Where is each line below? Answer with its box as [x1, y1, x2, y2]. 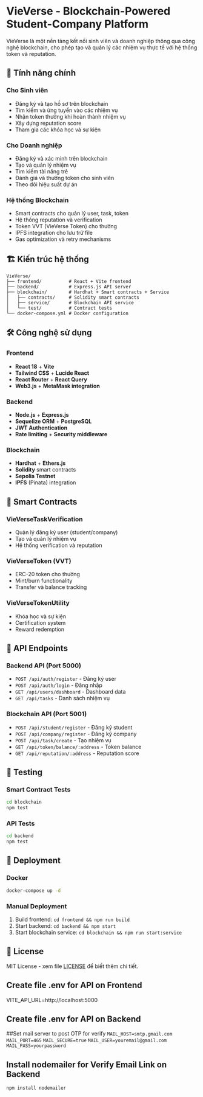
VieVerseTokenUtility [6, 599, 70, 607]
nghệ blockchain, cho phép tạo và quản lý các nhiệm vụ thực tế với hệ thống [6, 44, 198, 51]
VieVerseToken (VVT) [6, 557, 72, 565]
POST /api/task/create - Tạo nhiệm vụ [15, 736, 112, 744]
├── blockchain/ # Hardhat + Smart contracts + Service [6, 289, 170, 296]
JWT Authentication [15, 424, 68, 431]
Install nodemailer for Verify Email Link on [6, 1059, 167, 1070]
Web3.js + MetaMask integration [15, 382, 100, 389]
